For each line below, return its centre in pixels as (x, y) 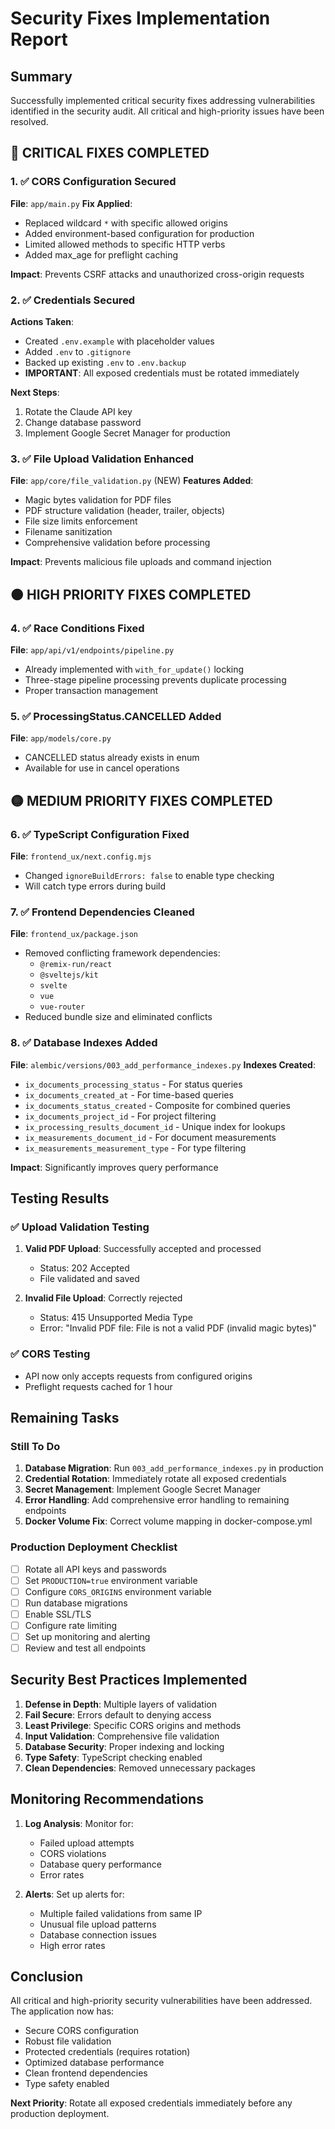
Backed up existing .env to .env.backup (105, 362)
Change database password (83, 422)
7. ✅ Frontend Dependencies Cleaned (102, 912)
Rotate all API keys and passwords (95, 1569)
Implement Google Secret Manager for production (127, 433)
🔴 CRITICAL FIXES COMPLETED (110, 153)
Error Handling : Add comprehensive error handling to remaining (157, 1500)
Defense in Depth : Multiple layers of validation (120, 1704)
